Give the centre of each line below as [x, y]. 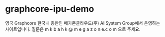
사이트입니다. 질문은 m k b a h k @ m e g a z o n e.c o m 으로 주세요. [73, 29]
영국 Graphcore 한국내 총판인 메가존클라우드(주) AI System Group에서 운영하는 [83, 23]
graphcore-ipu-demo [50, 9]
